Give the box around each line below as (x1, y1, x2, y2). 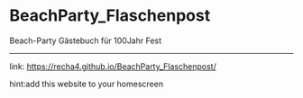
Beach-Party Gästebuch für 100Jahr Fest (9, 35, 162, 46)
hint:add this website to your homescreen (9, 78, 164, 89)
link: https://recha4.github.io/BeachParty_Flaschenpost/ (9, 60, 216, 72)
